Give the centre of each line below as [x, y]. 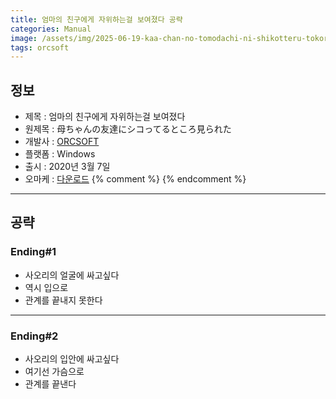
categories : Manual [51, 29]
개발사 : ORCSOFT [62, 142]
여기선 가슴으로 [54, 372]
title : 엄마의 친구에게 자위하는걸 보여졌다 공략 [96, 19]
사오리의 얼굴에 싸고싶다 [72, 275]
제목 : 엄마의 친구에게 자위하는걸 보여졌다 [105, 117]
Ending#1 [33, 252]
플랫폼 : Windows [60, 154]
